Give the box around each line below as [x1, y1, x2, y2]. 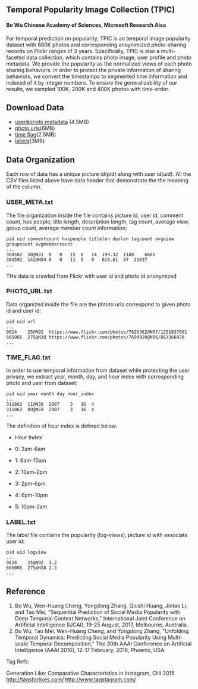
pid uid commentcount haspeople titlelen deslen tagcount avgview [6, 235, 174, 242]
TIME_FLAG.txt [6, 353, 51, 361]
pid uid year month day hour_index [6, 391, 95, 397]
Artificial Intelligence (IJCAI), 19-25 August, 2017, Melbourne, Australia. [14, 621, 188, 628]
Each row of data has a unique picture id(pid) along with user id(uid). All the [6, 170, 191, 178]
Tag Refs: [6, 658, 30, 665]
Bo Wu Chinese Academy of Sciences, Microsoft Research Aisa [6, 21, 166, 29]
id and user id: [6, 307, 42, 314]
